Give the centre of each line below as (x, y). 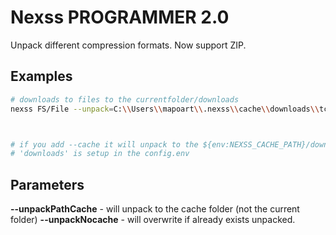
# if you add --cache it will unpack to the (104, 144)
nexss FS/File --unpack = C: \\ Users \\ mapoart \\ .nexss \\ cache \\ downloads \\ (165, 109)
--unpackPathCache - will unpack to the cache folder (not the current (155, 209)
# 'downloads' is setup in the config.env (100, 154)
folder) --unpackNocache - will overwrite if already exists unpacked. (153, 220)
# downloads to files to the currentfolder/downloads (125, 99)
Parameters (47, 184)
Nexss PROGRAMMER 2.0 (120, 17)
